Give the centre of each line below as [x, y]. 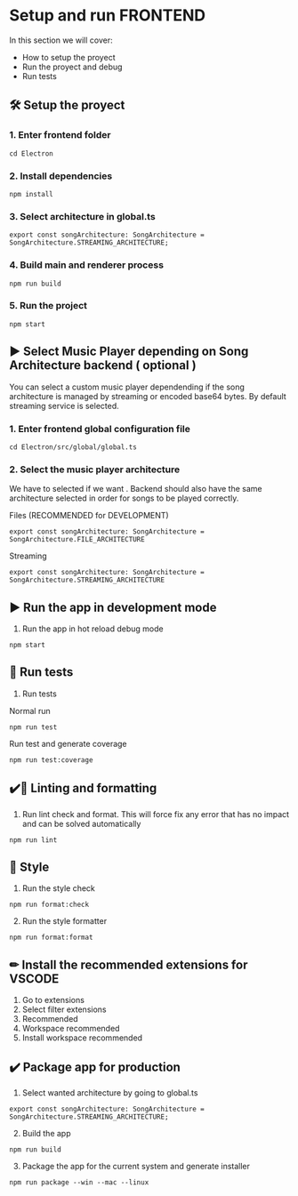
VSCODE [34, 979]
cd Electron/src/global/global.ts [73, 447]
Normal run [30, 710]
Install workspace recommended [82, 1038]
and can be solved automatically [81, 823]
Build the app [46, 1134]
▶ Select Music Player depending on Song [129, 352]
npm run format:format [51, 938]
